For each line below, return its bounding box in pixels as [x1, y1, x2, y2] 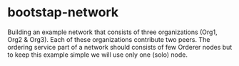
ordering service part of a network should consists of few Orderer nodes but [7, 43, 233, 51]
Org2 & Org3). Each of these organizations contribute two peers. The [7, 35, 210, 43]
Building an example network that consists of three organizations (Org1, [7, 28, 218, 36]
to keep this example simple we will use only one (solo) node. [7, 50, 188, 59]
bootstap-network [7, 4, 119, 21]
